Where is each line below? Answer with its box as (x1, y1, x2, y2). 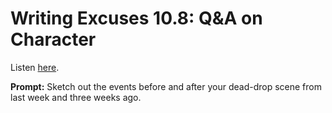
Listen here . (10, 61, 60, 73)
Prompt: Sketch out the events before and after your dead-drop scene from (10, 80, 322, 92)
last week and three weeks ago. (10, 91, 142, 103)
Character (10, 28, 97, 51)
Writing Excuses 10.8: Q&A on (10, 7, 263, 30)
